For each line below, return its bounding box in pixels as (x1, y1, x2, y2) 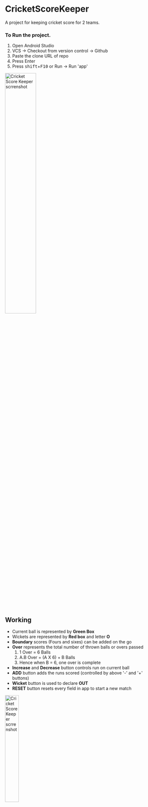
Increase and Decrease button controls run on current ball (12, 665, 130, 671)
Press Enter (12, 58, 35, 64)
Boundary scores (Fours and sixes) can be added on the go (12, 639, 132, 645)
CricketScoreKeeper (5, 3, 89, 15)
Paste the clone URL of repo (12, 53, 69, 59)
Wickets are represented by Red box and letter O (12, 634, 110, 640)
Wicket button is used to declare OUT (12, 680, 88, 686)
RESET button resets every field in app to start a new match (12, 685, 132, 692)
